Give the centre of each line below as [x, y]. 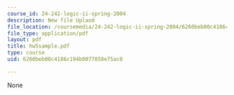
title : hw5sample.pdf [39, 46]
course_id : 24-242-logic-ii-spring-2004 [67, 14]
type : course [26, 53]
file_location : [29, 27]
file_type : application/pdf [48, 33]
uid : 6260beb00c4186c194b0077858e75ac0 [65, 59]
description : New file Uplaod [51, 20]
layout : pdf [24, 40]
